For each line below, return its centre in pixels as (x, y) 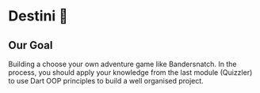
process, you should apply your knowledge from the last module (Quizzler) (130, 73)
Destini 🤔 (38, 16)
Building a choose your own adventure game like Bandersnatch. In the (122, 64)
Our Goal (31, 45)
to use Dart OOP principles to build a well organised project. (106, 81)
